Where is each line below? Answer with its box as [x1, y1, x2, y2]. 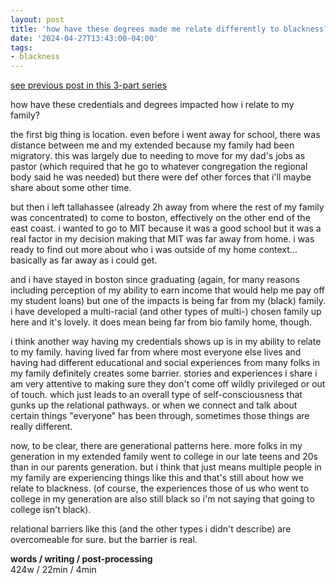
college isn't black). [10, 504, 92, 516]
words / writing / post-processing [10, 553, 153, 565]
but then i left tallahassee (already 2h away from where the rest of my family [10, 201, 325, 213]
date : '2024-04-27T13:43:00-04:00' [10, 33, 159, 43]
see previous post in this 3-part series [10, 79, 168, 91]
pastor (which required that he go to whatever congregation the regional [10, 161, 308, 173]
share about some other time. [10, 182, 132, 194]
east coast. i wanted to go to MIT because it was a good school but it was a [10, 222, 322, 235]
